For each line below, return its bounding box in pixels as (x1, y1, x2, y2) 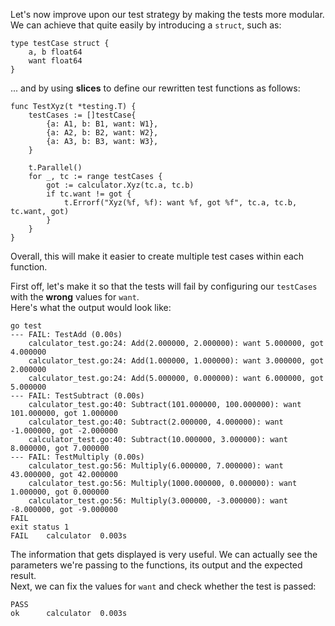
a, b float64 (28, 47, 83, 57)
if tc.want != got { (46, 189, 132, 199)
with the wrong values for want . (10, 291, 140, 303)
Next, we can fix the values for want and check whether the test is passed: (10, 580, 317, 592)
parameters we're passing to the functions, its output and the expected (10, 559, 303, 571)
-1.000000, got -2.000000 (10, 426, 118, 436)
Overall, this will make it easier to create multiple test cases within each (10, 250, 305, 262)
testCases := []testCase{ (28, 110, 137, 120)
